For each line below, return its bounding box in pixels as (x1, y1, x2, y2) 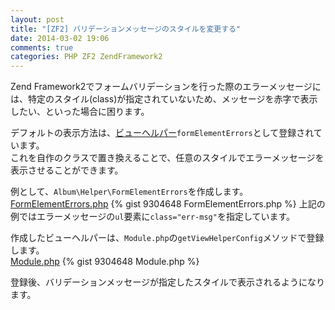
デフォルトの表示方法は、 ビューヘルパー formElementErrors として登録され (10, 127, 314, 139)
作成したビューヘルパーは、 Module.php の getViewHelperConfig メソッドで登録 (10, 232, 325, 244)
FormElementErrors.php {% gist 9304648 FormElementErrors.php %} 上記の (10, 198, 326, 210)
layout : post (10, 14, 65, 25)
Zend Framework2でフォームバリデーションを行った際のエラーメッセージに (10, 81, 322, 93)
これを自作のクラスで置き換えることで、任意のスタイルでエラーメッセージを (10, 152, 325, 164)
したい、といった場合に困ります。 (10, 106, 150, 118)
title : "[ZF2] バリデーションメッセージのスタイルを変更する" (10, 24, 242, 34)
